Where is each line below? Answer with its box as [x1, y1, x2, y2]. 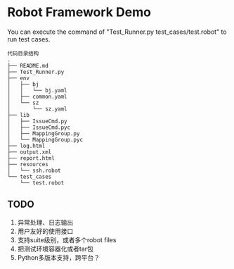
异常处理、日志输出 [17, 218, 74, 226]
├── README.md [7, 62, 49, 69]
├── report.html [7, 154, 55, 162]
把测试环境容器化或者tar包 [17, 244, 93, 253]
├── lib [7, 111, 30, 118]
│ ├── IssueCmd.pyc [7, 124, 71, 131]
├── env [7, 75, 30, 82]
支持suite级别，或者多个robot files [17, 235, 117, 244]
